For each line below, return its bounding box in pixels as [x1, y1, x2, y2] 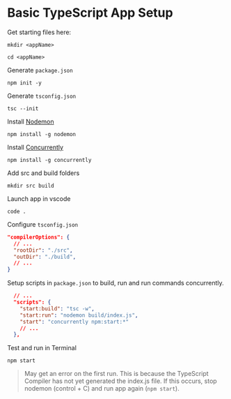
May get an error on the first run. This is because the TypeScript [24, 370, 209, 378]
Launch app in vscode [7, 194, 71, 203]
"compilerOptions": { [7, 234, 70, 241]
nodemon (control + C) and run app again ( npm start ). [24, 384, 180, 393]
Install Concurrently [7, 143, 64, 151]
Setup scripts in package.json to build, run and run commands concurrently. [7, 279, 224, 287]
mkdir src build [7, 182, 54, 189]
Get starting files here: [7, 28, 72, 36]
